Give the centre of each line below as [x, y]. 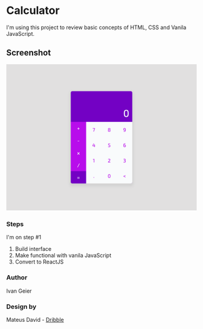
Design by [21, 307]
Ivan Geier [19, 291]
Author [17, 277]
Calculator [33, 11]
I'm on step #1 [24, 238]
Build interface [33, 249]
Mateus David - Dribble [35, 320]
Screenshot [29, 53]
